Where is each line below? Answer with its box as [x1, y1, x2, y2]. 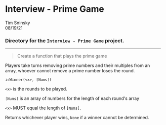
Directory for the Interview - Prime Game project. [5, 37, 124, 44]
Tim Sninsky [5, 20, 31, 26]
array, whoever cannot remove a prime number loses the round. [5, 68, 135, 74]
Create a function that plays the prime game [17, 53, 107, 59]
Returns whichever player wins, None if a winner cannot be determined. [5, 115, 149, 121]
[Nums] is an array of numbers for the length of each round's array [5, 95, 140, 101]
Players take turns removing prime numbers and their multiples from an [5, 62, 150, 68]
